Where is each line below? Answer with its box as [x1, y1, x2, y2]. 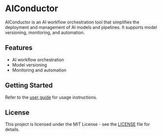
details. [5, 127, 20, 133]
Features [5, 44, 33, 52]
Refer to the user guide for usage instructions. [5, 94, 97, 100]
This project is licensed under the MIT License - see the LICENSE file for [5, 121, 150, 127]
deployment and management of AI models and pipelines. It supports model [5, 24, 157, 30]
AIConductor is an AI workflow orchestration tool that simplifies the [5, 19, 140, 25]
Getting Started [5, 81, 53, 90]
